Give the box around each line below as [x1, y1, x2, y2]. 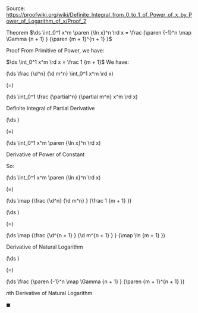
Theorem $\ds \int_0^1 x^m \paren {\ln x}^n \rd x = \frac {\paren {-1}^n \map [6, 29, 192, 36]
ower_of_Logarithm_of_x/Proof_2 [6, 17, 87, 25]
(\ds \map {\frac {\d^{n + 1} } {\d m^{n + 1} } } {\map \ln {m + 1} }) [6, 232, 165, 239]
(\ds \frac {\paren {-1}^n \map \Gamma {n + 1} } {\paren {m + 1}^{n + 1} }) [6, 278, 185, 285]
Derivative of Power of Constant [6, 151, 85, 158]
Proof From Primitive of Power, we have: [6, 47, 105, 54]
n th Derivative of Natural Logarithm [6, 290, 93, 297]
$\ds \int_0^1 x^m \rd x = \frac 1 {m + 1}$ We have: [6, 58, 129, 66]
